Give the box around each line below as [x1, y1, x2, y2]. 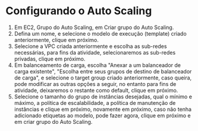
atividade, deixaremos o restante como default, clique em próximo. [14, 87, 178, 94]
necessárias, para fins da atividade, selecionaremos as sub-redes [14, 49, 176, 56]
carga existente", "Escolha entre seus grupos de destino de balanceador [14, 68, 192, 75]
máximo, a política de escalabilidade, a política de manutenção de [14, 99, 176, 106]
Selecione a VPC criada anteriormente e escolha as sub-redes [14, 43, 167, 50]
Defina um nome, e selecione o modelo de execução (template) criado [14, 30, 187, 37]
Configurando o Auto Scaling [5, 4, 152, 18]
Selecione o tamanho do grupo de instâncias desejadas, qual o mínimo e [14, 93, 193, 100]
